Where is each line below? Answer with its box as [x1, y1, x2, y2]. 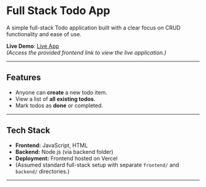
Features [6, 72, 41, 83]
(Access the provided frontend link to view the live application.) [6, 48, 167, 56]
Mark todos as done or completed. [15, 102, 103, 109]
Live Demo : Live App [6, 42, 59, 50]
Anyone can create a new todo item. [15, 88, 107, 96]
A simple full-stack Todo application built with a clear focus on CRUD [6, 24, 181, 31]
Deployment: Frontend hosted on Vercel [15, 155, 118, 162]
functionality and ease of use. [6, 30, 82, 37]
